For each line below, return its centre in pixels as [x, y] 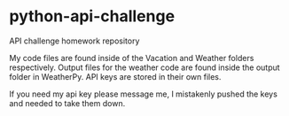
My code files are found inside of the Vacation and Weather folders [132, 58]
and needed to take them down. [67, 103]
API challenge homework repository [74, 41]
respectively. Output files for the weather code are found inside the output [145, 67]
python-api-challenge [92, 16]
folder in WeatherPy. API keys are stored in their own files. [115, 76]
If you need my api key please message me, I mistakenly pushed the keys [143, 94]
